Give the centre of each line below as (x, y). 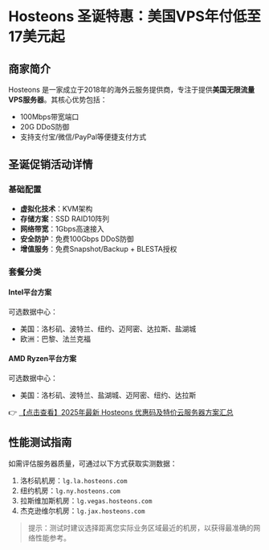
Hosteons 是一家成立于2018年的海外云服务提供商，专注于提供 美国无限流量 (132, 90)
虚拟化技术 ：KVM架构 (56, 208)
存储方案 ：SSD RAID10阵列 (65, 219)
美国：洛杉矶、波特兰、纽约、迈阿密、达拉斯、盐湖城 (108, 328)
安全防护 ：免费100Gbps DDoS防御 (77, 239)
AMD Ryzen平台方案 (43, 359)
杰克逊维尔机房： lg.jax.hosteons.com (82, 511)
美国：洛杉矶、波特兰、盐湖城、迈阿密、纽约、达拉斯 (108, 396)
